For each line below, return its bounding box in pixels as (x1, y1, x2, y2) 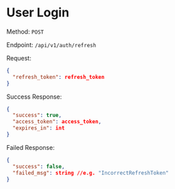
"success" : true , (12, 112, 62, 119)
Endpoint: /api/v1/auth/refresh (6, 40, 96, 49)
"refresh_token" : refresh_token (12, 73, 105, 80)
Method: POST (6, 27, 44, 36)
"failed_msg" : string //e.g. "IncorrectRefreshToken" (12, 169, 169, 176)
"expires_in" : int (12, 125, 66, 131)
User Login (6, 5, 70, 21)
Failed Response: (6, 143, 55, 151)
